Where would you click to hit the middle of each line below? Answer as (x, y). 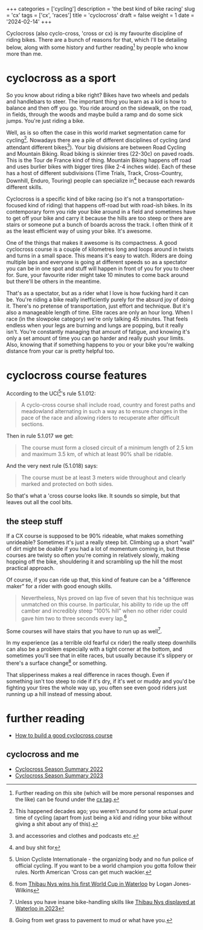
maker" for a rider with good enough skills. (60, 586)
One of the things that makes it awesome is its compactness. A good (92, 242)
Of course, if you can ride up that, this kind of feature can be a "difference (98, 580)
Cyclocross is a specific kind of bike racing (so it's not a (76, 199)
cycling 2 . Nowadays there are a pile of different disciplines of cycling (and (98, 139)
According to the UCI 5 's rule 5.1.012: (51, 393)
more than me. (24, 53)
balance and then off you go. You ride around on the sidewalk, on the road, (100, 108)
